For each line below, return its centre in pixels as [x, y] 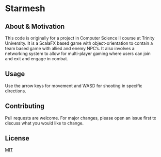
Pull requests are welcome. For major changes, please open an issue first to [81, 118]
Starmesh [25, 9]
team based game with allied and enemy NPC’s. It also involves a [70, 48]
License [17, 138]
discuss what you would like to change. [44, 123]
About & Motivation [35, 26]
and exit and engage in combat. [37, 59]
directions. [16, 91]
